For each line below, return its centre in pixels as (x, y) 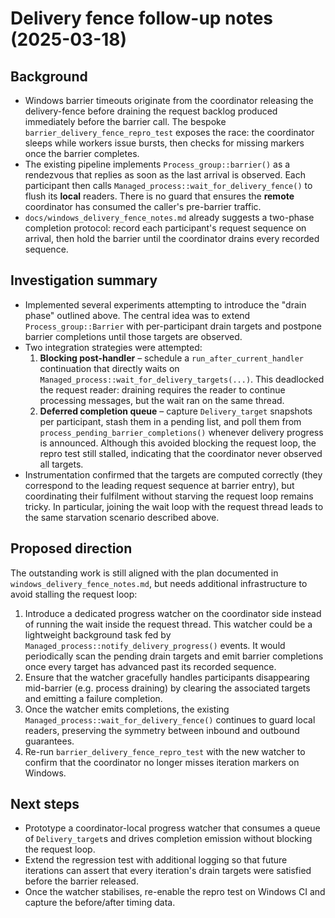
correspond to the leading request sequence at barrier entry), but (159, 485)
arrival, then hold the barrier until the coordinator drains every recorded (172, 238)
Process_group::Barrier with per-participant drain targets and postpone (173, 326)
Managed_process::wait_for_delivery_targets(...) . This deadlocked (182, 379)
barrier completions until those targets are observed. (133, 336)
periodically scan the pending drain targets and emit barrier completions (174, 656)
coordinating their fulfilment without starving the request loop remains (169, 496)
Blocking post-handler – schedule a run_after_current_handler (172, 358)
